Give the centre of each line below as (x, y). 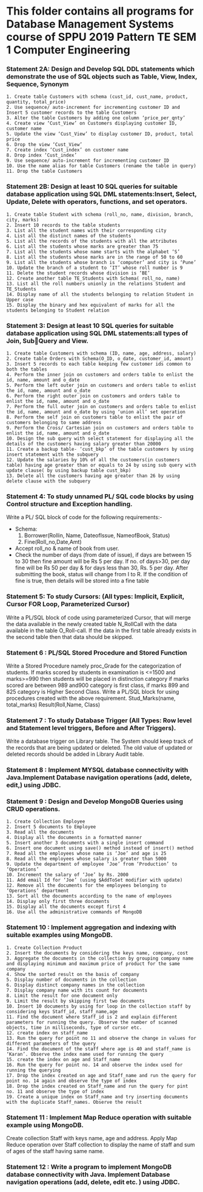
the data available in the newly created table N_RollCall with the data (92, 624)
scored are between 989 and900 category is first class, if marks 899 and (98, 685)
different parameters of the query (51, 1044)
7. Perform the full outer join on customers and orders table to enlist (101, 407)
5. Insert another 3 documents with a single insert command (85, 843)
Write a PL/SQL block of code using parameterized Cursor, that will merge (98, 617)
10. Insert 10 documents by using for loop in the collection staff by (98, 1006)
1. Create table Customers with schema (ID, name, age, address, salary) (101, 354)
